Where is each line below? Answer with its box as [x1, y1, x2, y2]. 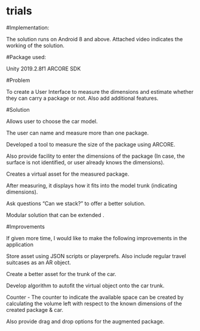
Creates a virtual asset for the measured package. [6, 170, 130, 177]
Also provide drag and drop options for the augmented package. [6, 318, 165, 325]
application [6, 241, 34, 248]
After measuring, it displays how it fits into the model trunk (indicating [6, 182, 177, 189]
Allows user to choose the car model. [6, 118, 98, 125]
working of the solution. [6, 42, 64, 49]
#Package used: [6, 53, 47, 60]
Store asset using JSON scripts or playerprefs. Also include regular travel [6, 252, 186, 259]
